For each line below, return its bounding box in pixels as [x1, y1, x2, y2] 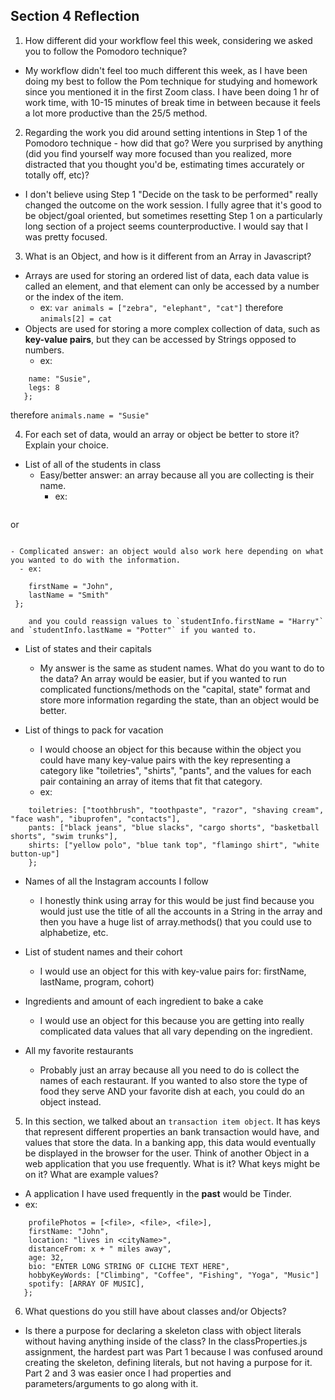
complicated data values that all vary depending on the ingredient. [39, 1025, 313, 1037]
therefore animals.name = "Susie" [10, 409, 150, 421]
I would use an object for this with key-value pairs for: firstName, [39, 965, 307, 977]
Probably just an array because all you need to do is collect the [39, 1064, 300, 1076]
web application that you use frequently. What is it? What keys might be [24, 1157, 321, 1169]
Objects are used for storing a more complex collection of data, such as [24, 322, 321, 334]
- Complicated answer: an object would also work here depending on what [10, 546, 325, 556]
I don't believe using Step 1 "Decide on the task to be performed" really [24, 188, 318, 200]
